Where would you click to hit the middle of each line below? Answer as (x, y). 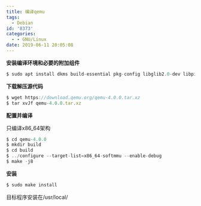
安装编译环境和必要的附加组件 (43, 63)
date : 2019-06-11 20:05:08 (40, 45)
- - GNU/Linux (29, 39)
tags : (13, 17)
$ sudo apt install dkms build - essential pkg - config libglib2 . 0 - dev (93, 74)
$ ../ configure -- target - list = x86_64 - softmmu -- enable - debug (84, 156)
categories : (21, 34)
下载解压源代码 (25, 86)
